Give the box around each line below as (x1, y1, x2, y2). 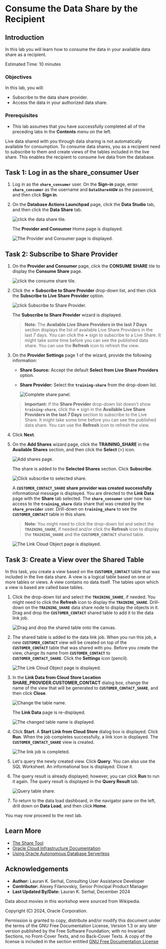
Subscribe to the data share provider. (12, 95, 88, 101)
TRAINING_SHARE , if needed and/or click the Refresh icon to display (24, 526, 159, 532)
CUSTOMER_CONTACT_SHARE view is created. (12, 739, 95, 745)
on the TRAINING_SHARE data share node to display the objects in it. (25, 605, 159, 611)
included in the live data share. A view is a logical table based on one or (5, 574, 151, 580)
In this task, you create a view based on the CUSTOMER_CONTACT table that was (5, 569, 160, 575)
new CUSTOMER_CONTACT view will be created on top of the (12, 639, 127, 645)
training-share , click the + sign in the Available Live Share (24, 407, 146, 413)
